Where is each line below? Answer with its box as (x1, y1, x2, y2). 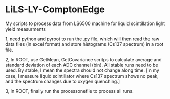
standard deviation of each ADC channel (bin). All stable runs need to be (5, 62, 158, 68)
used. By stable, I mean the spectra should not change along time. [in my (5, 67, 160, 73)
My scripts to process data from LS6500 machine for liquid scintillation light (5, 20, 165, 27)
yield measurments (5, 26, 46, 32)
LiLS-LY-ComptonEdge (5, 4, 105, 15)
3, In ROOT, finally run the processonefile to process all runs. (5, 88, 134, 94)
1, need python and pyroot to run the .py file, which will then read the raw (5, 36, 160, 42)
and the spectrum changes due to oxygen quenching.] (5, 78, 120, 84)
